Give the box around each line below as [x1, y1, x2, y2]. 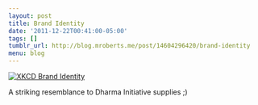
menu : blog [8, 49, 45, 57]
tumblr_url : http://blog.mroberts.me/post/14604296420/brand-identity [8, 42, 251, 50]
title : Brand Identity [8, 19, 85, 27]
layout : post [8, 11, 52, 20]
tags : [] [8, 34, 38, 43]
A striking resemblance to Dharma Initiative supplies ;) [8, 87, 188, 97]
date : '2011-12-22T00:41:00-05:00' [8, 27, 128, 35]
